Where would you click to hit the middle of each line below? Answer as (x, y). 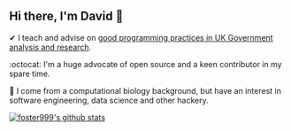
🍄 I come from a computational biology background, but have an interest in (145, 90)
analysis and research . (50, 47)
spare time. (30, 73)
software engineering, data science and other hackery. (109, 100)
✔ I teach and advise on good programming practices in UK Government (141, 37)
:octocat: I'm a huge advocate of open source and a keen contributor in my (145, 64)
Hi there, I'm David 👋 (66, 16)
